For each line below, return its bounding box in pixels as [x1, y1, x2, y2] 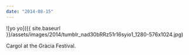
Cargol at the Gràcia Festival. [6, 42, 76, 49]
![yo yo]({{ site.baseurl [6, 25, 60, 32]
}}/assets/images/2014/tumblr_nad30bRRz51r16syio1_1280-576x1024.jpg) [6, 30, 184, 38]
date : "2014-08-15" [6, 8, 54, 15]
